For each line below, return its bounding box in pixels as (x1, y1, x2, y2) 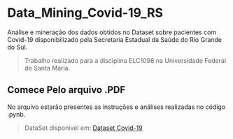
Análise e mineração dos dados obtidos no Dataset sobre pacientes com (7, 28, 217, 36)
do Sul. (7, 43, 28, 51)
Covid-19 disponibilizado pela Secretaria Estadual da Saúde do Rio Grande (7, 35, 223, 43)
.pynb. (7, 110, 26, 118)
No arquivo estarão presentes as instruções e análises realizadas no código (7, 103, 226, 111)
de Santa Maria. (24, 64, 71, 72)
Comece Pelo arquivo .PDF (7, 84, 126, 96)
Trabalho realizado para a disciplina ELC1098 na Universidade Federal (24, 56, 226, 64)
